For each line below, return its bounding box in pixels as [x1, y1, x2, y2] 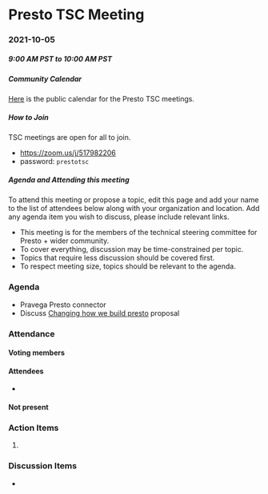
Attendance [8, 328, 55, 339]
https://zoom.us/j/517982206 [19, 148, 116, 157]
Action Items [8, 422, 59, 433]
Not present [8, 402, 50, 412]
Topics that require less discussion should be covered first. [19, 253, 215, 263]
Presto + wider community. [19, 236, 110, 245]
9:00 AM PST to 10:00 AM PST [8, 54, 113, 63]
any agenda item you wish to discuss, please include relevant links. [8, 212, 230, 221]
